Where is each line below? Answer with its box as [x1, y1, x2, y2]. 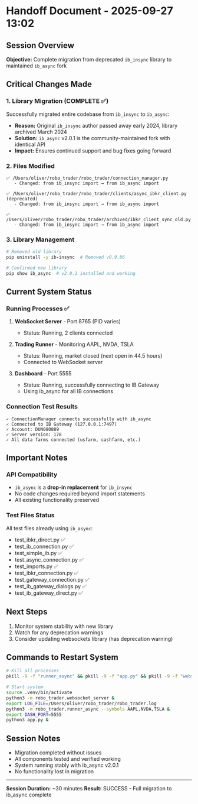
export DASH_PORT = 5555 [6, 711, 62, 718]
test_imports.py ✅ [14, 563, 59, 570]
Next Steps [6, 607, 48, 617]
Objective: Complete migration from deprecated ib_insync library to [6, 56, 172, 63]
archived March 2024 [14, 128, 68, 135]
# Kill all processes [6, 668, 60, 674]
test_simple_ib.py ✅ [14, 549, 63, 556]
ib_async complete [6, 791, 52, 799]
